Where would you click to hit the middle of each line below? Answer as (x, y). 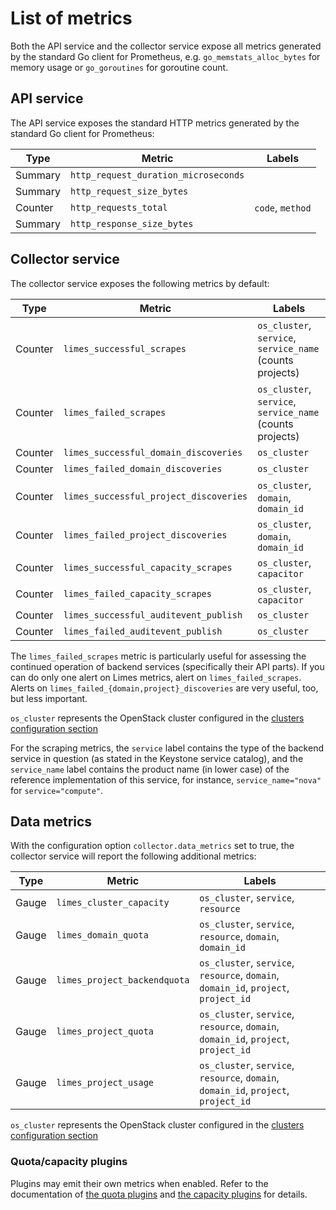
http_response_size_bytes (132, 223)
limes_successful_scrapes (125, 348)
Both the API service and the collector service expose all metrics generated (166, 46)
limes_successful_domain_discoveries (153, 452)
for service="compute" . (57, 790)
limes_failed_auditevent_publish (143, 631)
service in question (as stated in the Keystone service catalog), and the (157, 758)
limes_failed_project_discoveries (145, 535)
